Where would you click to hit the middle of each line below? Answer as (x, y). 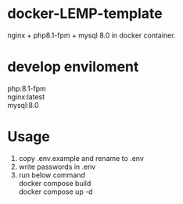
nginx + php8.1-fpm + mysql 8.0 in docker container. (91, 35)
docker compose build (55, 183)
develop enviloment (73, 67)
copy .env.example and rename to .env (81, 158)
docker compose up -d (56, 191)
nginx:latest (26, 97)
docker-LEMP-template (85, 14)
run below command (52, 175)
